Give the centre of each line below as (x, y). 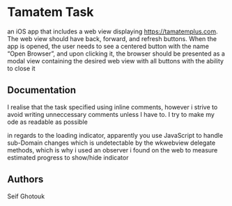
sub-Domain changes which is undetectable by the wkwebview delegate (111, 143)
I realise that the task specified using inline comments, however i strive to (113, 107)
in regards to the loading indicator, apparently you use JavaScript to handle (115, 135)
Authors (25, 179)
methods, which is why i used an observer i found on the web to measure (113, 150)
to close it (22, 68)
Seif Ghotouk (26, 196)
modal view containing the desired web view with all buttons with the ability (116, 61)
